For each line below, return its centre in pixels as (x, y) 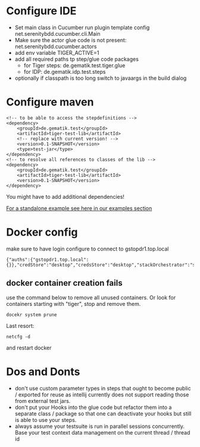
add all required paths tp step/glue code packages (76, 59)
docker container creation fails (65, 283)
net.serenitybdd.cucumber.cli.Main (57, 33)
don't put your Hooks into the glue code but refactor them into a (93, 407)
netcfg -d (18, 337)
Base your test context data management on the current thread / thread (102, 432)
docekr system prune (32, 315)
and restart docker (29, 348)
